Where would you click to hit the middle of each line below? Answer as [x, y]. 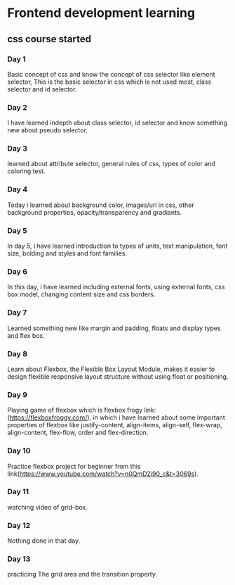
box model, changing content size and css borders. [81, 294]
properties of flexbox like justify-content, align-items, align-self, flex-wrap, [115, 425]
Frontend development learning [101, 13]
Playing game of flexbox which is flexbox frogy [75, 410]
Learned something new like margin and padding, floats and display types [114, 328]
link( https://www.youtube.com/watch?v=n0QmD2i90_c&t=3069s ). [103, 474]
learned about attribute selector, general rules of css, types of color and [111, 164]
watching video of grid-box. [47, 507]
